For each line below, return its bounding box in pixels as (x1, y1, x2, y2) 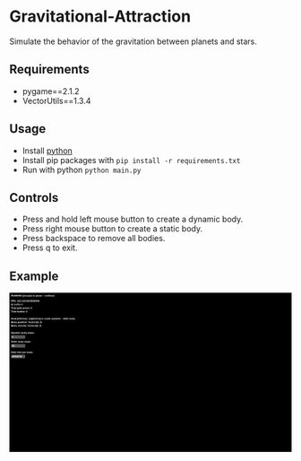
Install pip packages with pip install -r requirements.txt (21, 154, 241, 165)
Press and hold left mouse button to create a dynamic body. (21, 213, 244, 225)
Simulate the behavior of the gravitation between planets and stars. (9, 36, 258, 47)
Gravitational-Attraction (9, 6, 191, 27)
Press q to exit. (21, 242, 78, 253)
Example (9, 268, 59, 283)
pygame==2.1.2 (21, 85, 80, 96)
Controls (9, 190, 59, 205)
